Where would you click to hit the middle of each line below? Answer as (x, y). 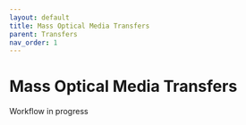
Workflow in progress (49, 112)
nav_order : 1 (34, 42)
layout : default (39, 17)
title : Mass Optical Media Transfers (80, 26)
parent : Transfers (43, 34)
